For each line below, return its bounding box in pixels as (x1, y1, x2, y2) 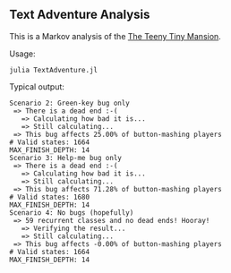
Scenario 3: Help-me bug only (9, 153, 123, 162)
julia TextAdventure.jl (9, 65, 98, 74)
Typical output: (9, 81, 65, 92)
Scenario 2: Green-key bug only (9, 98, 130, 107)
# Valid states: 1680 (9, 192, 90, 201)
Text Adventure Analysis (9, 7, 150, 22)
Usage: (9, 48, 36, 59)
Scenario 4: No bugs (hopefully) (9, 208, 134, 218)
